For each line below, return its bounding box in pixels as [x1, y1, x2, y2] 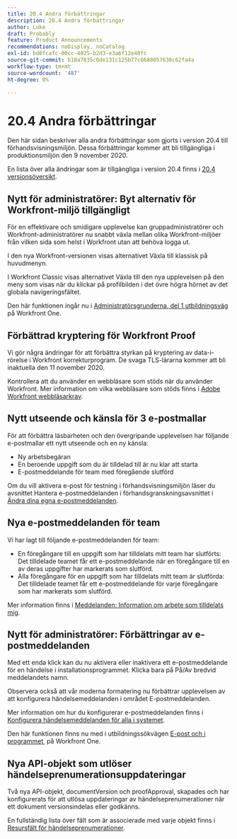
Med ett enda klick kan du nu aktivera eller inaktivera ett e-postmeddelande [7, 659, 228, 667]
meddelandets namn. [7, 673, 69, 682]
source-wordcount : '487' [7, 69, 81, 76]
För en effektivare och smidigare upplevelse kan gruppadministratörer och [7, 223, 224, 231]
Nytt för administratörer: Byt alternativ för [7, 192, 197, 205]
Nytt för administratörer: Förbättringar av [7, 628, 193, 640]
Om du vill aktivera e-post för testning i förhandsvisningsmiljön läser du [7, 481, 216, 490]
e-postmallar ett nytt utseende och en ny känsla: [7, 439, 149, 447]
